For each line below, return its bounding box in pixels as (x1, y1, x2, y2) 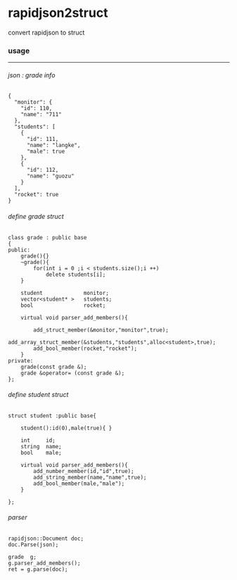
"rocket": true (14, 191, 59, 198)
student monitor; (20, 289, 110, 296)
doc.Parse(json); (8, 541, 59, 548)
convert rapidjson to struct (8, 28, 85, 37)
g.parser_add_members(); (8, 560, 81, 567)
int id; (20, 436, 56, 444)
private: (8, 357, 34, 364)
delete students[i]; (45, 271, 106, 278)
